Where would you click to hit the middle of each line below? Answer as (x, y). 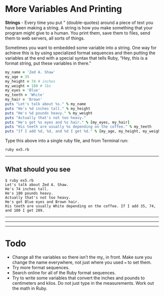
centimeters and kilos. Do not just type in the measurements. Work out (83, 283)
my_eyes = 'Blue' (23, 91)
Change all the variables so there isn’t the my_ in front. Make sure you (82, 257)
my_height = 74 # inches (30, 81)
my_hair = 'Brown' (24, 100)
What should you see (38, 169)
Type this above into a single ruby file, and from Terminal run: (67, 141)
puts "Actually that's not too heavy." (46, 118)
